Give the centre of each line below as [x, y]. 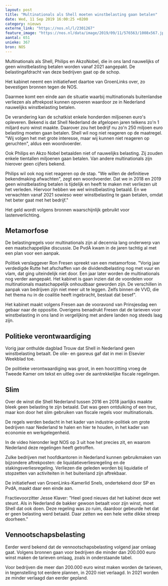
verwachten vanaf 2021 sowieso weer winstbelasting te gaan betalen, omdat [84, 194]
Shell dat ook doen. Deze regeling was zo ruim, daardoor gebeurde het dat [82, 508]
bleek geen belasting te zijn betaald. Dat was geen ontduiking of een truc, [81, 407]
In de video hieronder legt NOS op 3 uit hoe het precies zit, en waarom [78, 442]
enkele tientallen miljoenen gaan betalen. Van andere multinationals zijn [79, 158]
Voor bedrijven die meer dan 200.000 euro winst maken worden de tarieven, [84, 567]
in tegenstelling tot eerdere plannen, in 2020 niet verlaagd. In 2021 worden [82, 572]
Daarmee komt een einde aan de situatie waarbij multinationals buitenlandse [84, 96]
